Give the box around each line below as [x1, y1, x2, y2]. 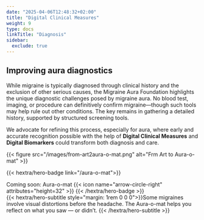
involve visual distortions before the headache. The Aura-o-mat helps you [6, 200, 192, 207]
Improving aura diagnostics [6, 65, 113, 76]
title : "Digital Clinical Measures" [6, 15, 99, 21]
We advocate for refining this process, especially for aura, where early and [6, 126, 194, 133]
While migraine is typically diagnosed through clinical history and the [6, 82, 180, 89]
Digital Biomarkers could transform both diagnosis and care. [6, 138, 160, 146]
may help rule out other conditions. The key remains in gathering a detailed [6, 107, 195, 115]
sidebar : [6, 37, 29, 43]
